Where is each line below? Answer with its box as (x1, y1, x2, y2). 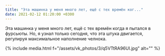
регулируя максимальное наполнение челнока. (5, 35, 107, 42)
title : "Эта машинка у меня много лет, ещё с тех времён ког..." (5, 7, 143, 12)
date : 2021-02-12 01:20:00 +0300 (5, 12, 75, 17)
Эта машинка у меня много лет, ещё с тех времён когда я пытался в (5, 25, 151, 31)
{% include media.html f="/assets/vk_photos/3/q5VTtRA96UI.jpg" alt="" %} (5, 45, 161, 51)
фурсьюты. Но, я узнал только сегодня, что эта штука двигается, (5, 30, 144, 36)
